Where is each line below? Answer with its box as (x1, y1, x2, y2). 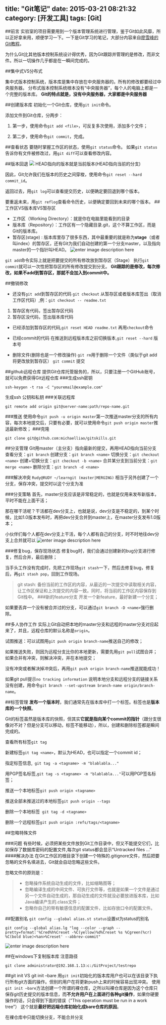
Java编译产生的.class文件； (24, 899, 81, 905)
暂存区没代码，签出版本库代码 (12, 314, 73, 320)
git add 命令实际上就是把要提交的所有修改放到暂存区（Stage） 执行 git (5, 257, 149, 263)
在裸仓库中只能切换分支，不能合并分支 (5, 1014, 83, 1020)
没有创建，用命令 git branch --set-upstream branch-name (5, 682, 122, 688)
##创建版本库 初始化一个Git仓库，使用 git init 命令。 (5, 102, 114, 108)
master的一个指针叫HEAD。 (12, 246, 69, 252)
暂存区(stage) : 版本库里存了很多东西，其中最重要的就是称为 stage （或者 (12, 234, 160, 240)
